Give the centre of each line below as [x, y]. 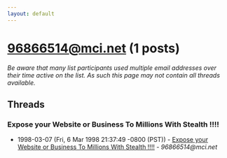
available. [22, 82]
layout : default [31, 14]
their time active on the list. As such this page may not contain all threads [114, 75]
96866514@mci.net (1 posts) [94, 48]
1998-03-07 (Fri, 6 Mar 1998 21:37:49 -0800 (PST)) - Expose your [113, 140]
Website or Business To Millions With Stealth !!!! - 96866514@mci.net [117, 147]
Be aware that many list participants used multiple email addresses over [112, 68]
